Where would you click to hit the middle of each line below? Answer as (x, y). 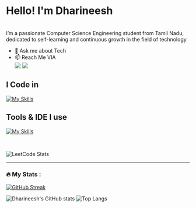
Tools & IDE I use (36, 117)
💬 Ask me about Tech (40, 50)
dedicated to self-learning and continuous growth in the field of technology (96, 39)
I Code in (22, 85)
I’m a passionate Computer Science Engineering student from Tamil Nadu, (95, 33)
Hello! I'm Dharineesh (60, 11)
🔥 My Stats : (24, 175)
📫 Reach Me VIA (35, 57)
